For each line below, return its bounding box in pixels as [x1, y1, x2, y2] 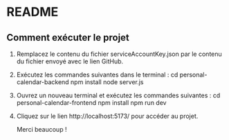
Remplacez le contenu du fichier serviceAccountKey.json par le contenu [16, 50, 222, 58]
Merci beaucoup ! [16, 126, 67, 133]
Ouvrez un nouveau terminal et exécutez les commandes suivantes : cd [16, 91, 221, 99]
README [6, 4, 59, 20]
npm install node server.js [71, 78, 144, 86]
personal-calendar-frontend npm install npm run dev [16, 99, 167, 107]
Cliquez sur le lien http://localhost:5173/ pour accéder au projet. [16, 112, 199, 120]
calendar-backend [16, 78, 70, 86]
